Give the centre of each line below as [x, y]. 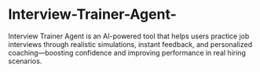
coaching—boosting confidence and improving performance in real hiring [127, 52]
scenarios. [25, 61]
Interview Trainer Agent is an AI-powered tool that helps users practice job [129, 36]
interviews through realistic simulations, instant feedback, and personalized [130, 44]
